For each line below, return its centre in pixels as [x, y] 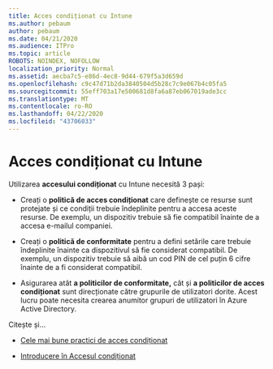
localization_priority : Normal [61, 69]
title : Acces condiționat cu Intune [70, 16]
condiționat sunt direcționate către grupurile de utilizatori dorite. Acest [139, 291]
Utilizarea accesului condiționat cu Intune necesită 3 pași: [106, 184]
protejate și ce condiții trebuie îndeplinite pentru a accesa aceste [128, 208]
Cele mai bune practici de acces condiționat [94, 340]
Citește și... [27, 324]
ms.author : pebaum [39, 24]
